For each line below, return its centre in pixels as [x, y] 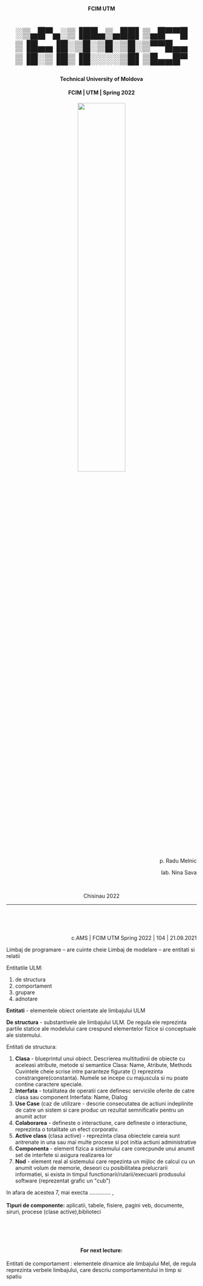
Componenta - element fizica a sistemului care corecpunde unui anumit [105, 1148]
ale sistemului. [24, 1035]
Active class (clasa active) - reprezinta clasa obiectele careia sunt [97, 1135]
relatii [13, 956]
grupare [25, 992]
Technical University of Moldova [101, 79]
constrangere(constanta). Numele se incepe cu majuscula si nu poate [101, 1078]
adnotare [26, 999]
